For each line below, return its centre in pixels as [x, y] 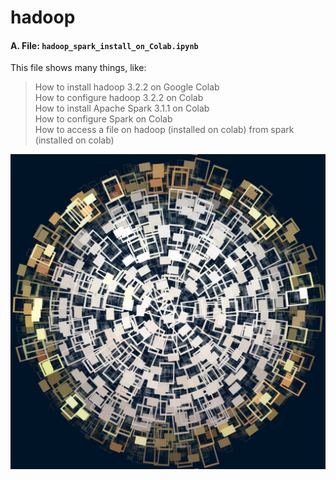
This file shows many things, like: [78, 68]
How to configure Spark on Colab [103, 119]
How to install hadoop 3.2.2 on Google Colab [127, 87]
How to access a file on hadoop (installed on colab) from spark [164, 130]
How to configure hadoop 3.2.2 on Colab [119, 98]
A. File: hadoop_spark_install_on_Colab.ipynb [104, 45]
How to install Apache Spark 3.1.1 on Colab [122, 108]
